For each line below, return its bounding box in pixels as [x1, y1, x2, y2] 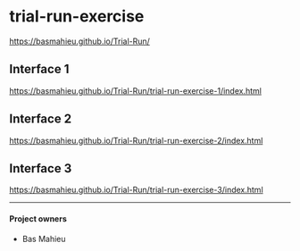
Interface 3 [9, 161, 72, 176]
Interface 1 [9, 62, 70, 77]
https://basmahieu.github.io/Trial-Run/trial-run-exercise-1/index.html [9, 85, 262, 96]
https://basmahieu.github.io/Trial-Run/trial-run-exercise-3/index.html [9, 185, 263, 196]
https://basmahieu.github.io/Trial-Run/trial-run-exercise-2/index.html [9, 135, 263, 146]
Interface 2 [9, 112, 72, 127]
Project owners [9, 213, 67, 224]
